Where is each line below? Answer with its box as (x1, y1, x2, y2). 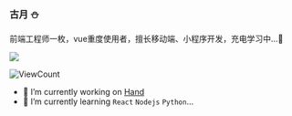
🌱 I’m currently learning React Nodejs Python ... (22, 96, 194, 107)
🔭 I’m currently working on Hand (22, 87, 144, 98)
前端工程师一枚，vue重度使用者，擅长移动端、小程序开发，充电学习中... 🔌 (9, 34, 284, 45)
